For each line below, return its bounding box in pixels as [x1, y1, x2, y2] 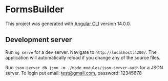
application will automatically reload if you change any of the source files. [5, 54, 160, 60]
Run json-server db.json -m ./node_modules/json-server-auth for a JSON [5, 64, 163, 70]
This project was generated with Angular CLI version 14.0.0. [5, 21, 131, 27]
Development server [5, 35, 72, 44]
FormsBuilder [5, 4, 64, 15]
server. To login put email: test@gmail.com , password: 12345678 [5, 70, 142, 76]
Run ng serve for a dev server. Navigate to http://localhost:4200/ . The [5, 49, 157, 55]
